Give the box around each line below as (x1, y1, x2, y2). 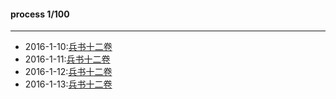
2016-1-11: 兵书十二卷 (24, 53, 111, 65)
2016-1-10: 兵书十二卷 (24, 41, 113, 53)
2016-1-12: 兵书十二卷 (24, 66, 113, 78)
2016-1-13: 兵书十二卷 (24, 78, 113, 90)
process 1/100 (10, 8, 70, 20)
